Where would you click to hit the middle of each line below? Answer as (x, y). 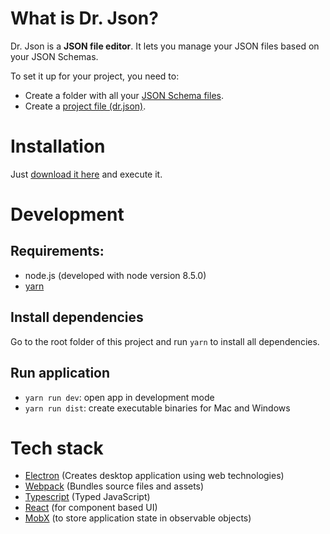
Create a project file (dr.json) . (85, 106)
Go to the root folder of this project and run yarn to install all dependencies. (165, 341)
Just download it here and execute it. (86, 174)
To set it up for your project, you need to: (95, 76)
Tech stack (57, 448)
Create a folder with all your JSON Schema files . (124, 95)
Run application (60, 373)
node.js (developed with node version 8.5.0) (115, 275)
